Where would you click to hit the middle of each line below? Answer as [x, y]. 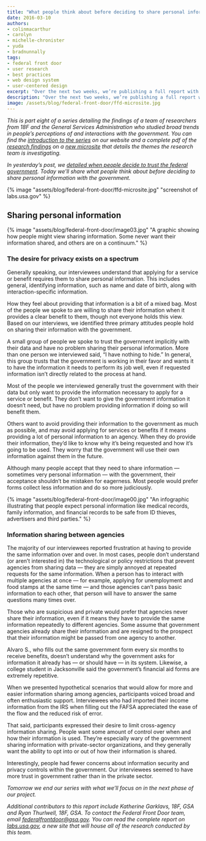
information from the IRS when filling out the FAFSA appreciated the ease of [102, 707]
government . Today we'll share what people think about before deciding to [101, 171]
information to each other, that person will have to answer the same [92, 593]
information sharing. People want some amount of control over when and [99, 732]
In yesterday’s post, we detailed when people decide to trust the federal [97, 165]
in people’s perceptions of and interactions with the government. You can [99, 133]
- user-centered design [37, 86]
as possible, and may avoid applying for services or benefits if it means [97, 430]
